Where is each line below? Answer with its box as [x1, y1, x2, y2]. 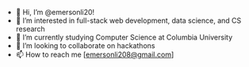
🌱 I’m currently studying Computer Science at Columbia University [15, 32, 233, 42]
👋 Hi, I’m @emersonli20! [15, 8, 95, 17]
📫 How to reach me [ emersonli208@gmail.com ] [15, 50, 174, 59]
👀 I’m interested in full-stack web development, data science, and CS [15, 16, 242, 25]
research [15, 24, 45, 33]
